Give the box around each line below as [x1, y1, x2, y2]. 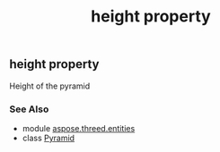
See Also [9, 103, 49, 115]
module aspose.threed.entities [22, 122, 136, 133]
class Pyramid [22, 132, 75, 143]
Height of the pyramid [9, 80, 91, 91]
